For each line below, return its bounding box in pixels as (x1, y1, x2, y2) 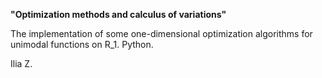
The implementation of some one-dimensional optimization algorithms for (10, 28, 313, 39)
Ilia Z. (10, 58, 33, 69)
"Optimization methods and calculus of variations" (10, 9, 227, 20)
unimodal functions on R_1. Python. (10, 39, 154, 50)
